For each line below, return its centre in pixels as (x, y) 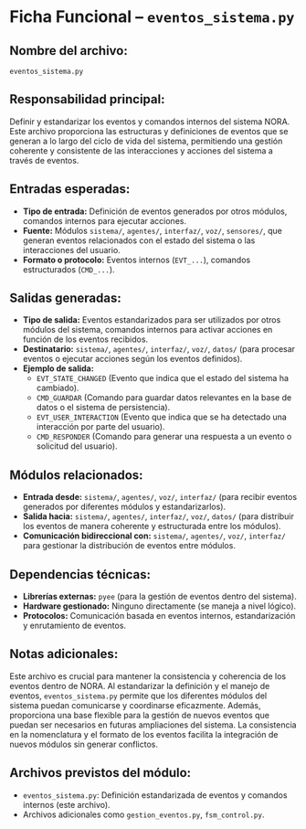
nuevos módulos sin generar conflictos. (84, 744)
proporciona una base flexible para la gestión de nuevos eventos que (139, 715)
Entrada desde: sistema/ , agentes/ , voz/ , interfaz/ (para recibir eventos (160, 497)
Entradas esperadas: (70, 189)
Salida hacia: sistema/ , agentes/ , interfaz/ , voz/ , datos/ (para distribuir (158, 516)
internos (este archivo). (67, 804)
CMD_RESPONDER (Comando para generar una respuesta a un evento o (164, 437)
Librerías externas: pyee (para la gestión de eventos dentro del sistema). (159, 597)
